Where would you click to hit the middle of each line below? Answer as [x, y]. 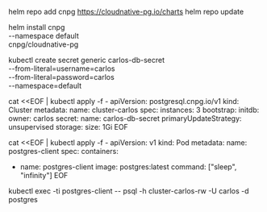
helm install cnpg [37, 27]
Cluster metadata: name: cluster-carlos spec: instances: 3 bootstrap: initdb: [134, 110]
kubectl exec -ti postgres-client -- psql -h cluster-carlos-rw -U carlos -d [129, 191]
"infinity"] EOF [44, 175]
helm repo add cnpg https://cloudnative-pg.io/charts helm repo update [126, 12]
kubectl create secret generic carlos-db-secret [87, 60]
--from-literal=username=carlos [62, 69]
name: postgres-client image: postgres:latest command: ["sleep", [128, 167]
